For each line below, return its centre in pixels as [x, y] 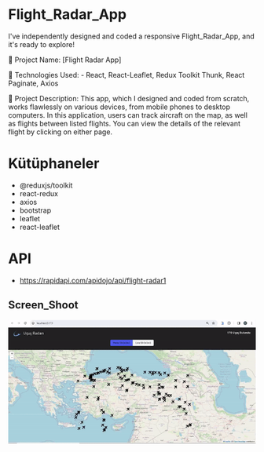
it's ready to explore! [41, 44]
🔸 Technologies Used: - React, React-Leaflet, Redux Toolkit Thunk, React [126, 75]
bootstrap [35, 210]
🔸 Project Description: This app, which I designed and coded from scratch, [129, 98]
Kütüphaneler [54, 164]
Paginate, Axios [33, 83]
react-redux [39, 193]
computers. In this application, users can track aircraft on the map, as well [128, 115]
